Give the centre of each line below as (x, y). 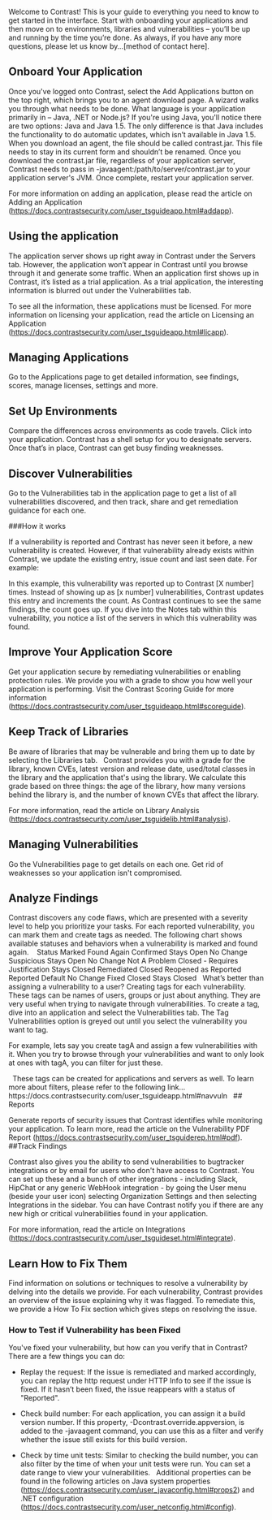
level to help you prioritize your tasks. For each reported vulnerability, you (132, 926)
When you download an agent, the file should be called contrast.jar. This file (136, 143)
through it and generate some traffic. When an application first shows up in (134, 273)
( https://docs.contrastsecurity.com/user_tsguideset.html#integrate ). (122, 1238)
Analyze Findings (54, 898)
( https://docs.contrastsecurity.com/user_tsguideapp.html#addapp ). (121, 210)
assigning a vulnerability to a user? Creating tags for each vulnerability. (127, 987)
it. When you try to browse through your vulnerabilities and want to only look (136, 1054)
